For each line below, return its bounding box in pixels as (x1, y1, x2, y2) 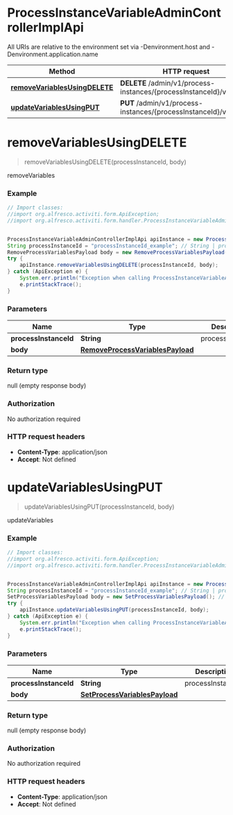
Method (49, 66, 76, 76)
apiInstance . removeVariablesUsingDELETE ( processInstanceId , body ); (19, 262, 218, 269)
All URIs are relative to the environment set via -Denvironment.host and (7, 42, 210, 51)
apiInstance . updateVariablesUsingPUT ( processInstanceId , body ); (19, 607, 209, 614)
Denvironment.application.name (7, 50, 98, 58)
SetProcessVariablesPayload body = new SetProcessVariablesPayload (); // (7, 593, 225, 600)
